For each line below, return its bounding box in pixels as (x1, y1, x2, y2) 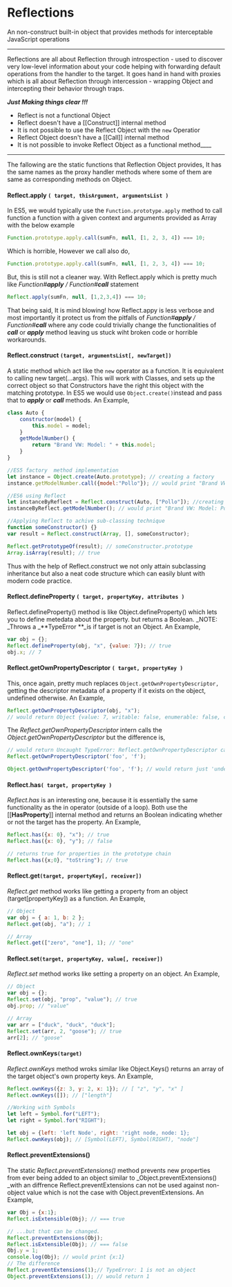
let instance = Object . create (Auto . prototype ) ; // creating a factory (7, 473, 215, 480)
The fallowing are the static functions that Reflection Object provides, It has (7, 160, 222, 169)
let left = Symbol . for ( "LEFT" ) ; (7, 1111, 100, 1118)
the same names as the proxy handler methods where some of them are (7, 167, 213, 176)
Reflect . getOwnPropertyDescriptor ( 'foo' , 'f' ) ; (7, 753, 147, 760)
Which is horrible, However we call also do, (7, 247, 130, 255)
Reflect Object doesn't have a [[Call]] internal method (17, 133, 169, 141)
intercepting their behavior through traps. (7, 84, 125, 93)
